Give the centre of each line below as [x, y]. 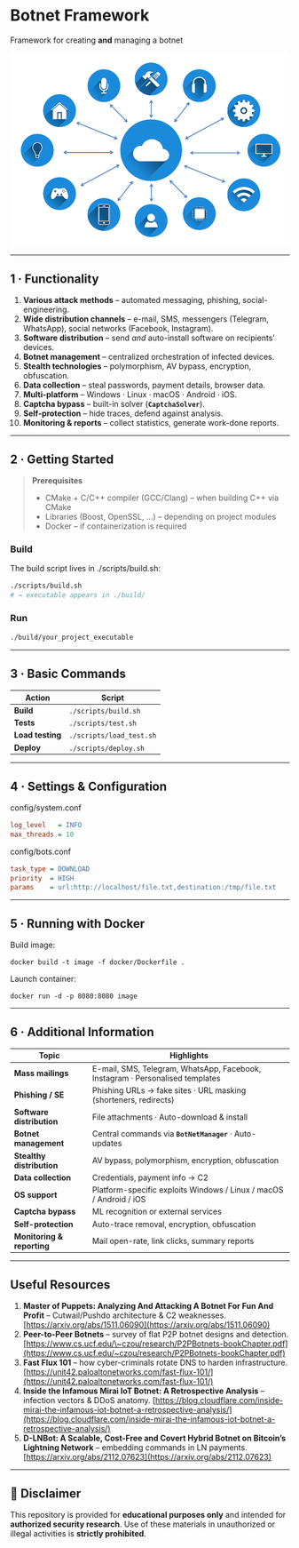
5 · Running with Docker [78, 924]
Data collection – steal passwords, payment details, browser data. [144, 385]
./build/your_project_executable [72, 638]
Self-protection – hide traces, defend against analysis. [123, 413]
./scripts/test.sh [102, 724]
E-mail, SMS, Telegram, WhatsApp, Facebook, [177, 1068]
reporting [31, 1246]
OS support [35, 1194]
